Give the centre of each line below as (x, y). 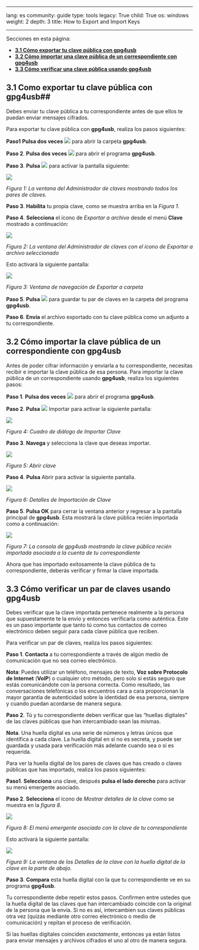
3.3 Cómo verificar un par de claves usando (88, 589)
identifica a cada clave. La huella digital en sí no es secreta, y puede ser (94, 739)
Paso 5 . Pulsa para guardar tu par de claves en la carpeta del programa (97, 299)
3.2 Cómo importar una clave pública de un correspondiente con (96, 56)
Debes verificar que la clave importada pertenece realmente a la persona (95, 613)
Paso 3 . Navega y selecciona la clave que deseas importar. (78, 443)
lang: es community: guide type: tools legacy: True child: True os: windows (97, 15)
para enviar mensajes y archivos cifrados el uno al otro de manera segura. (97, 941)
